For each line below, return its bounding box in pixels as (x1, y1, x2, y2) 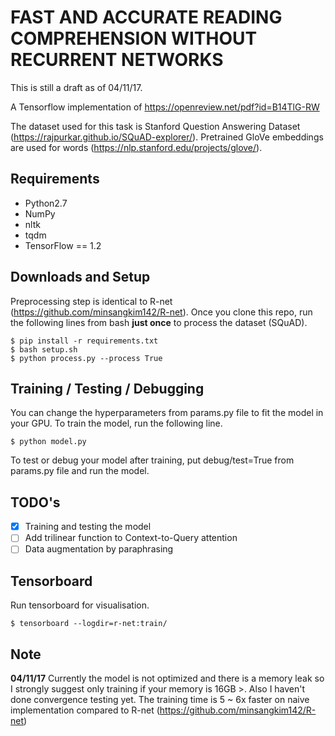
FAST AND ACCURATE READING (10, 6, 283, 29)
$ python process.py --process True (10, 353, 163, 363)
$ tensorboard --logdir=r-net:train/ (10, 619, 168, 629)
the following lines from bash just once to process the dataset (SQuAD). (10, 316, 308, 328)
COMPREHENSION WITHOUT (10, 27, 258, 50)
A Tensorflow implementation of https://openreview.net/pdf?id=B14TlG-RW (10, 101, 320, 113)
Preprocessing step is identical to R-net (10, 295, 173, 307)
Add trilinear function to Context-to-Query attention (24, 532, 238, 544)
